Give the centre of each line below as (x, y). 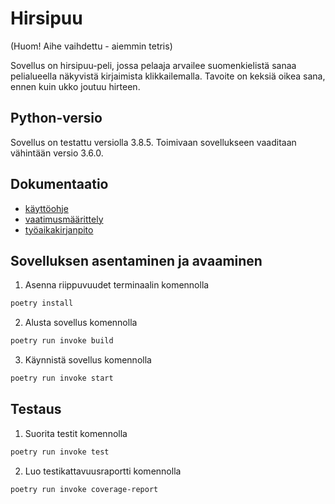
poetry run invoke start (62, 378)
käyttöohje (46, 208)
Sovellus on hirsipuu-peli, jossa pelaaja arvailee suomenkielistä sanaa (153, 65)
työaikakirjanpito (59, 229)
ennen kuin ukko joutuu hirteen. (75, 86)
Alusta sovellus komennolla (81, 323)
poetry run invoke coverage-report (84, 489)
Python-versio (56, 118)
